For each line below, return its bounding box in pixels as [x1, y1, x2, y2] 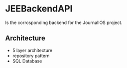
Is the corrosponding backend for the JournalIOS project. [5, 19, 123, 25]
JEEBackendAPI [5, 3, 73, 14]
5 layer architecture [12, 47, 53, 53]
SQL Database [12, 58, 42, 64]
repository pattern [12, 52, 50, 58]
